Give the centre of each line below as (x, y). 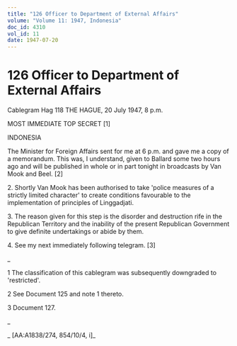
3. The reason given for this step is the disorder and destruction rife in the (115, 216)
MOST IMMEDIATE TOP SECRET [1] (59, 124)
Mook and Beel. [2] (35, 174)
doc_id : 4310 (27, 27)
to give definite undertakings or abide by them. (76, 232)
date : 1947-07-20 (33, 40)
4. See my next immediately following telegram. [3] (81, 245)
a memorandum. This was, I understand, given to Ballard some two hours (114, 159)
